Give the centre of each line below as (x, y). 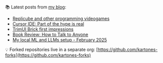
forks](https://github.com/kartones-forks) (48, 55)
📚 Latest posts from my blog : (36, 7)
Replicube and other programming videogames (61, 18)
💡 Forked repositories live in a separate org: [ (52, 49)
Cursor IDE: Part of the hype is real (48, 24)
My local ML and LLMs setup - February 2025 (60, 40)
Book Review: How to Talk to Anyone (50, 34)
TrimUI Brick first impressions (43, 29)
